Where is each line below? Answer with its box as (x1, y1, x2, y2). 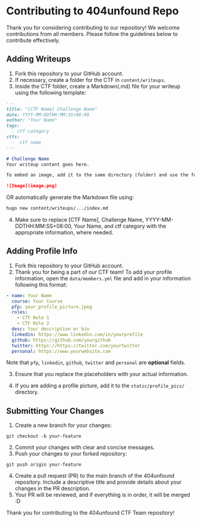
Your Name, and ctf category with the (74, 222, 166, 230)
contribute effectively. (6, 36, 60, 44)
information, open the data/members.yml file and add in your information (14, 274, 191, 282)
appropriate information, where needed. (14, 229, 114, 236)
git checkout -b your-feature (6, 434, 82, 439)
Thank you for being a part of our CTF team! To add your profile (14, 268, 172, 276)
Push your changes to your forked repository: (14, 450, 127, 457)
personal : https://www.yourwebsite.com (11, 348, 111, 354)
